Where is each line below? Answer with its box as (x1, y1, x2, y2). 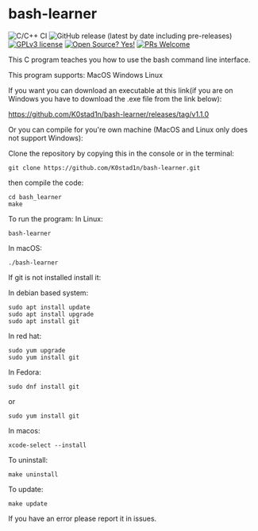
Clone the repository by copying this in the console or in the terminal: (8, 148, 234, 158)
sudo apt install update (8, 303, 90, 311)
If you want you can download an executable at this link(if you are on (8, 85, 233, 95)
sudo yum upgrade (8, 346, 66, 354)
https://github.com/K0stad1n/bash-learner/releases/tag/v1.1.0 (8, 109, 210, 119)
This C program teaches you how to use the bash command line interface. (8, 55, 251, 64)
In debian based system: (8, 287, 89, 298)
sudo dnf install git (8, 383, 80, 391)
